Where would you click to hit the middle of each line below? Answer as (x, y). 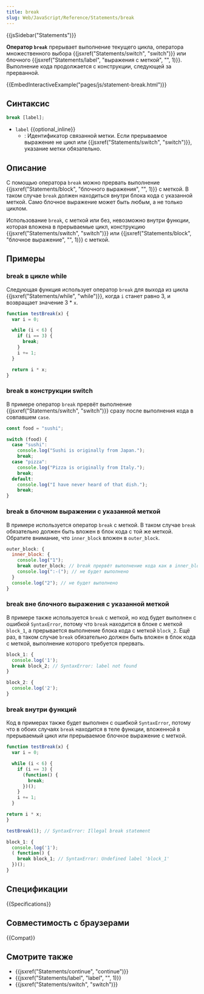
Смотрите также (40, 957)
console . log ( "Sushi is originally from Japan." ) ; (81, 451)
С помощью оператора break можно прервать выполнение (83, 183)
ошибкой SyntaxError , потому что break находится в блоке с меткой (94, 624)
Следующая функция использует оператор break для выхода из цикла (97, 289)
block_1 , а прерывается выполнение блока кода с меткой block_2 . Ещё (98, 630)
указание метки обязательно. (63, 149)
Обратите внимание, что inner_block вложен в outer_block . (83, 538)
